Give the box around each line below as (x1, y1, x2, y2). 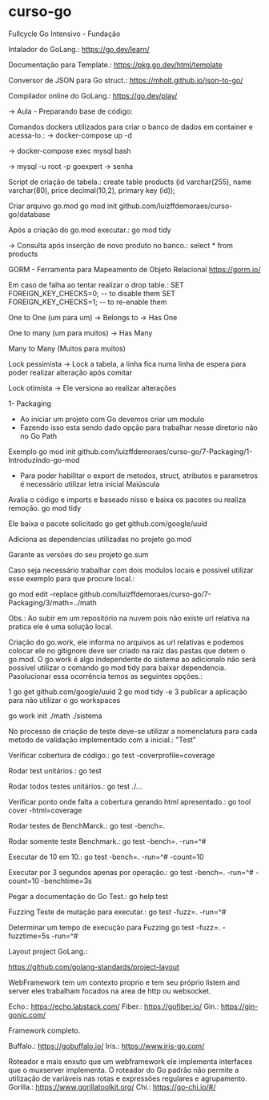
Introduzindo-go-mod (8, 455, 80, 464)
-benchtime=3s (41, 876, 92, 885)
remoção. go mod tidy (8, 503, 82, 512)
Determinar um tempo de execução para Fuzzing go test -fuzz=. (8, 922, 221, 932)
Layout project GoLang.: (8, 946, 88, 956)
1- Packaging (8, 399, 52, 408)
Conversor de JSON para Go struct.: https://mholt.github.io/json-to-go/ (8, 75, 243, 85)
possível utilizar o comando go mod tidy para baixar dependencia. (8, 663, 227, 672)
